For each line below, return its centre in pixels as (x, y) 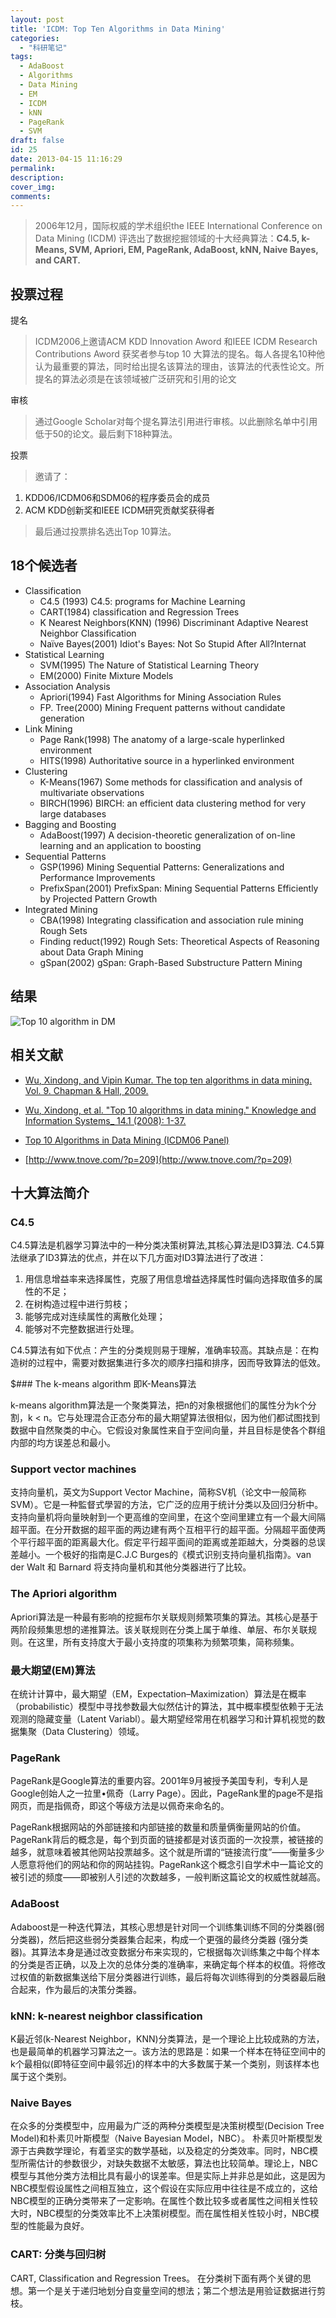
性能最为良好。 (58, 2226)
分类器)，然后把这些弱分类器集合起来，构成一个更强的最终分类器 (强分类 (159, 1939)
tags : (21, 57)
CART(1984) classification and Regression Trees (139, 612)
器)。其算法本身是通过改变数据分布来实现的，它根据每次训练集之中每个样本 (165, 1952)
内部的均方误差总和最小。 (63, 1443)
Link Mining (48, 728)
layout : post (37, 19)
